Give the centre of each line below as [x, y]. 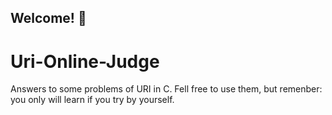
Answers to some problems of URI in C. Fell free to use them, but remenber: [166, 89]
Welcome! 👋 [48, 18]
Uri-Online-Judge [85, 61]
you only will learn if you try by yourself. [92, 100]
